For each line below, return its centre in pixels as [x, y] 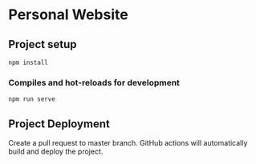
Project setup [43, 44]
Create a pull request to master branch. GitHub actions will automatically [128, 143]
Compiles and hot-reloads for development [94, 82]
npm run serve [32, 99]
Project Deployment [59, 124]
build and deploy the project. [56, 152]
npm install [28, 62]
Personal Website [68, 15]
